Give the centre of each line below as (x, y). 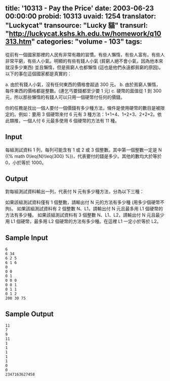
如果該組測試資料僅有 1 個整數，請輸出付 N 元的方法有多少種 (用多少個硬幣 (83, 202)
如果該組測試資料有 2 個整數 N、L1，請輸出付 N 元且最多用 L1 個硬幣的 (90, 209)
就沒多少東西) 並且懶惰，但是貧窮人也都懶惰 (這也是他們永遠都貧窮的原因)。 (84, 67)
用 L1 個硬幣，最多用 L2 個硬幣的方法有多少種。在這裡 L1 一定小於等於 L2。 (83, 221)
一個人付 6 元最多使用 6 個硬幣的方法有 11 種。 (71, 120)
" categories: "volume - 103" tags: (87, 42)
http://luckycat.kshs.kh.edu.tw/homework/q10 (85, 34)
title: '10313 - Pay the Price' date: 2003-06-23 (80, 8)
